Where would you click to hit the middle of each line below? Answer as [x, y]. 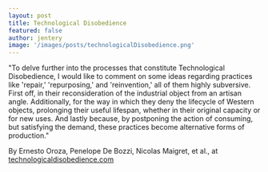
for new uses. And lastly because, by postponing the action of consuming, [131, 119]
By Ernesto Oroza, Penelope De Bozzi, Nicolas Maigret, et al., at [113, 151]
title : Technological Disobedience [68, 23]
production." [29, 135]
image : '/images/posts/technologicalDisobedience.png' [102, 45]
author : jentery [35, 38]
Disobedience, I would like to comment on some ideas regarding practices [130, 76]
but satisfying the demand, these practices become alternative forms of [127, 127]
